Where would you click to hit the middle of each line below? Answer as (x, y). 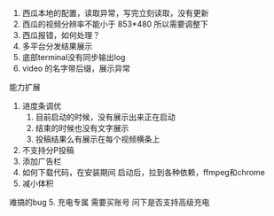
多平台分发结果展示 (57, 46)
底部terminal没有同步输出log (74, 57)
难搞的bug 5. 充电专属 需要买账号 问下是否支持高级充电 (110, 202)
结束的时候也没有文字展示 (82, 128)
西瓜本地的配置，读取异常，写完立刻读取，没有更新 (115, 13)
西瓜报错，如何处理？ (61, 35)
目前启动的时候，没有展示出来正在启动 (105, 117)
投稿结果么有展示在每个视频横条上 (98, 139)
